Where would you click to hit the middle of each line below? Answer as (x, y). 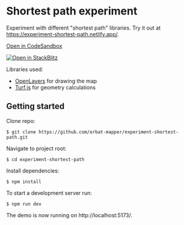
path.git (17, 137)
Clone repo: (21, 121)
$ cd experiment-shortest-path (45, 159)
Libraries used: (25, 69)
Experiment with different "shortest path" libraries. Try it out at (84, 28)
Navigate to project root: (36, 148)
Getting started (35, 106)
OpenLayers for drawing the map (56, 81)
